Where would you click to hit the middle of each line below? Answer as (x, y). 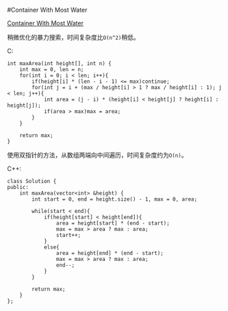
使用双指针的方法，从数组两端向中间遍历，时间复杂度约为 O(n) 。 (97, 155)
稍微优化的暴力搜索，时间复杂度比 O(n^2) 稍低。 (73, 37)
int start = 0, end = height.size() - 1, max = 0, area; (114, 199)
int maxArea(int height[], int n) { (59, 64)
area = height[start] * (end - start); (113, 223)
